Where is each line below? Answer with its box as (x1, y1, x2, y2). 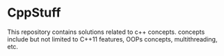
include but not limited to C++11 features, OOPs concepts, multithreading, (7, 35, 218, 43)
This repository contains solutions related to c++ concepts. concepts (7, 28, 205, 36)
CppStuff (7, 5, 61, 21)
